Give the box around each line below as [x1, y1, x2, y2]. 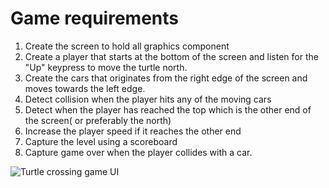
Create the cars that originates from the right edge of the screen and [24, 72, 308, 84]
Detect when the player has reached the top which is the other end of [24, 103, 312, 116]
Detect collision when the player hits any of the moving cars [24, 93, 272, 105]
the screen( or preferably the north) [24, 114, 172, 126]
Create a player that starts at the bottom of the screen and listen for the [24, 50, 319, 62]
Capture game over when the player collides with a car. [24, 146, 253, 158]
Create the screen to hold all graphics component [24, 40, 230, 52]
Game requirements [10, 7, 179, 30]
